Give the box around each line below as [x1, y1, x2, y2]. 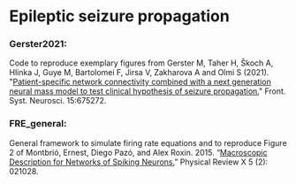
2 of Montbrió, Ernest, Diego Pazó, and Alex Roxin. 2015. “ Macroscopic [9, 147, 268, 157]
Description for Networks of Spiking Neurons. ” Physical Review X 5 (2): [9, 157, 269, 167]
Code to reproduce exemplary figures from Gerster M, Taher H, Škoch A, [9, 57, 274, 68]
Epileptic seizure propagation [9, 6, 230, 27]
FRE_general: [9, 118, 67, 130]
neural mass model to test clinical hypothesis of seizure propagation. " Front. [9, 86, 286, 96]
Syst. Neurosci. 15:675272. [9, 96, 107, 106]
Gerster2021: [9, 38, 68, 50]
